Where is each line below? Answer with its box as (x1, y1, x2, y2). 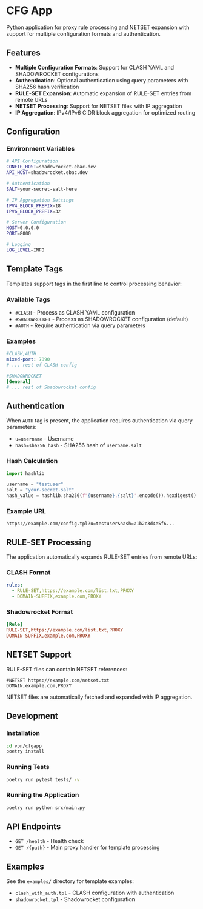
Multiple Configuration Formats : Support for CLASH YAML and (15, 64, 175, 71)
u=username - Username (15, 435, 74, 442)
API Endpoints (6, 822, 61, 832)
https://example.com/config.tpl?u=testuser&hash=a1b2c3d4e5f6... (6, 521, 175, 527)
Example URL (6, 507, 47, 515)
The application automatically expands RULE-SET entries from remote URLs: (6, 553, 198, 561)
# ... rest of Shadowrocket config (6, 384, 96, 390)
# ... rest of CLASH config (6, 362, 78, 368)
